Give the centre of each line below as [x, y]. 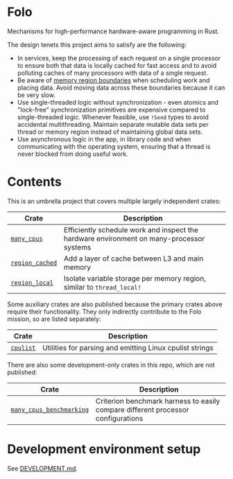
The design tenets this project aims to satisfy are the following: [97, 44]
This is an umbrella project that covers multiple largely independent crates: [114, 201]
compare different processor [143, 410]
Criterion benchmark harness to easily [158, 401]
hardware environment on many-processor [134, 238]
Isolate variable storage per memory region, [135, 278]
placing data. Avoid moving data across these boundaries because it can [121, 87]
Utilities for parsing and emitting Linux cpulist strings [128, 347]
